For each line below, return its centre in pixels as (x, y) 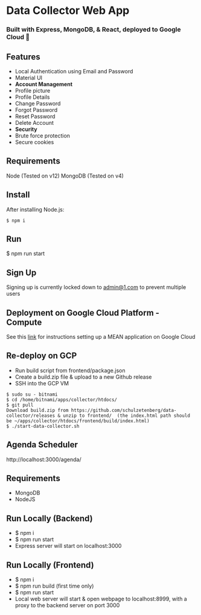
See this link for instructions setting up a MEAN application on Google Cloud (101, 336)
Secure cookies (34, 142)
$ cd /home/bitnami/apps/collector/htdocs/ (62, 400)
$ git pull (20, 405)
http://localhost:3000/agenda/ (44, 459)
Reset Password (35, 116)
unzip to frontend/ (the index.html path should (126, 416)
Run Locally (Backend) (49, 518)
